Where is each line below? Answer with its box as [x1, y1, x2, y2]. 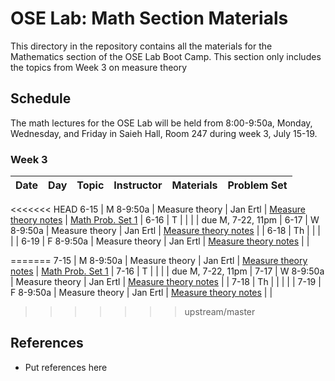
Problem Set [227, 178, 288, 192]
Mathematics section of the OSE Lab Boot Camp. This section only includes [10, 50, 322, 62]
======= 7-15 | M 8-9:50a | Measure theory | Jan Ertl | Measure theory [10, 255, 308, 267]
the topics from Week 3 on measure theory [10, 61, 188, 73]
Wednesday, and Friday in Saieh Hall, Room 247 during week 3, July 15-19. [10, 127, 318, 139]
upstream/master [184, 306, 256, 318]
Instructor [113, 178, 163, 192]
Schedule [10, 90, 72, 107]
